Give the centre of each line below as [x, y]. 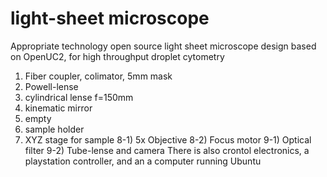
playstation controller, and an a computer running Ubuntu [143, 161]
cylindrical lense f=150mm [79, 97]
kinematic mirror [58, 108]
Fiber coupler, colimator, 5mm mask [98, 76]
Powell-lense [51, 86]
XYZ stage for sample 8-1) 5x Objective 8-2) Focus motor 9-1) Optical [168, 139]
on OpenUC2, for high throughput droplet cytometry [117, 56]
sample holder [54, 129]
